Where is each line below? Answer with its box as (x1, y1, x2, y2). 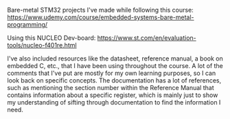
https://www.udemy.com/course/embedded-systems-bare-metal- (7, 13, 194, 21)
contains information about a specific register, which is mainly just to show (7, 91, 218, 99)
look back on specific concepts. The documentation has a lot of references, (7, 76, 222, 85)
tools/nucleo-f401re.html (7, 41, 77, 49)
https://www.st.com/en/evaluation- (97, 34, 197, 42)
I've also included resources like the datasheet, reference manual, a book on (7, 54, 223, 63)
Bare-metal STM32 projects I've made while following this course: (7, 6, 194, 14)
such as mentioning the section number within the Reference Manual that (7, 84, 214, 91)
